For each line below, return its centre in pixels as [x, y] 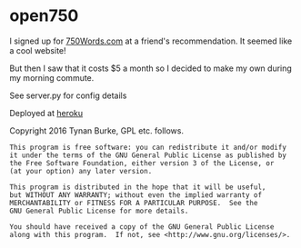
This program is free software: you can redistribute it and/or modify [148, 147]
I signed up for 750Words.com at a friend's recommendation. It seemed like [151, 41]
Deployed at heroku [46, 113]
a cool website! [38, 50]
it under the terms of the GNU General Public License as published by [148, 155]
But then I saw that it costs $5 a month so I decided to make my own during [151, 68]
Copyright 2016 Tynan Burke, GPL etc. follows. [97, 130]
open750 [44, 16]
